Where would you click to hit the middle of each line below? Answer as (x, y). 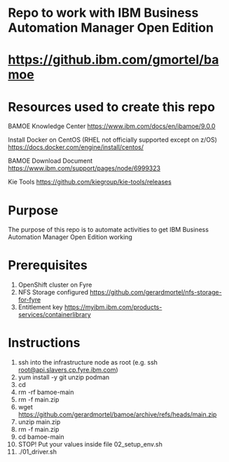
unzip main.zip (39, 422)
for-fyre (29, 300)
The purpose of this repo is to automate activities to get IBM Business (109, 230)
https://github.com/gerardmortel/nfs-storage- (156, 292)
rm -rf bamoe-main (46, 392)
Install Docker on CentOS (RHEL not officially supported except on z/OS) (113, 140)
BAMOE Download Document (50, 161)
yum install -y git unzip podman (64, 377)
